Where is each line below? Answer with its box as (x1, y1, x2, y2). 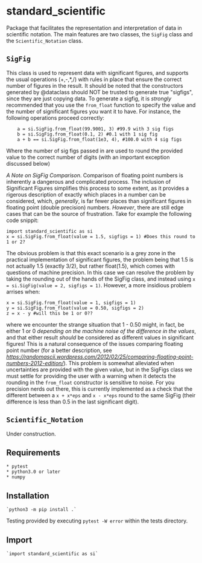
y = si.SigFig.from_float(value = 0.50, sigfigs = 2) (6, 305, 145, 311)
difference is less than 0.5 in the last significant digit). (6, 398, 139, 405)
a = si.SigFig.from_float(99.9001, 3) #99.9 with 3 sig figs (17, 126, 174, 132)
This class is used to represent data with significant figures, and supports (6, 69, 189, 76)
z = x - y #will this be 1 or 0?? (6, 310, 93, 316)
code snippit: (6, 216, 39, 224)
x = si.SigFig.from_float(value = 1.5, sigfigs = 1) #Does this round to (6, 233, 196, 239)
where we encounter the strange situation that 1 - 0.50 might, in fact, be (6, 321, 185, 328)
